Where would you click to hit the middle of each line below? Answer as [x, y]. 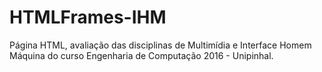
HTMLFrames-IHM [88, 17]
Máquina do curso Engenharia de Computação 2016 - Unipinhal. [141, 55]
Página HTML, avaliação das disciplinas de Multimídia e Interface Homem [160, 45]
